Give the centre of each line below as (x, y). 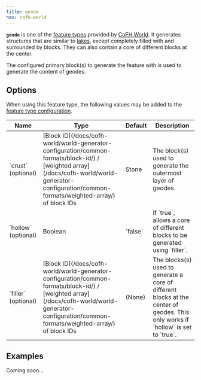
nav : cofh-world (26, 17)
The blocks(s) (172, 260)
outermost (167, 173)
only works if (171, 320)
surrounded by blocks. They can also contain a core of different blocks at (97, 47)
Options (22, 90)
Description (172, 126)
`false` (134, 232)
